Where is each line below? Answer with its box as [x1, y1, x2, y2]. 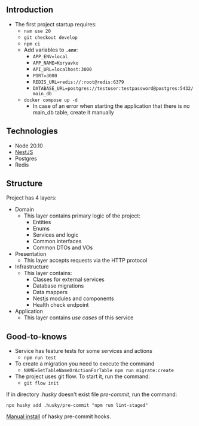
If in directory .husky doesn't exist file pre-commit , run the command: [6, 391, 177, 398]
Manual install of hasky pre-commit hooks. [6, 413, 112, 420]
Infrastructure [14, 263, 49, 270]
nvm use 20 [23, 28, 51, 34]
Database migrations [32, 282, 84, 289]
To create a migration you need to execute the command [14, 360, 155, 367]
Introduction [6, 5, 54, 15]
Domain [14, 206, 35, 213]
